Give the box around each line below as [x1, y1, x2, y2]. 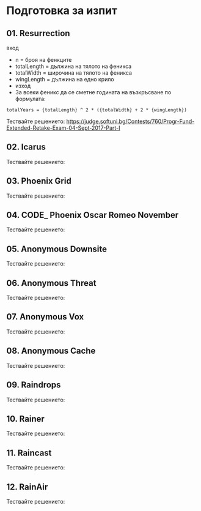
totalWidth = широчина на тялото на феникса [15, 69, 133, 76]
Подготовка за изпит [6, 4, 118, 18]
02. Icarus [6, 142, 46, 152]
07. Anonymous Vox [6, 311, 84, 322]
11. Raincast [6, 447, 52, 458]
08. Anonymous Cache [6, 346, 96, 356]
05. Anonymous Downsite [6, 244, 108, 254]
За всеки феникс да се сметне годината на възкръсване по [15, 89, 172, 95]
